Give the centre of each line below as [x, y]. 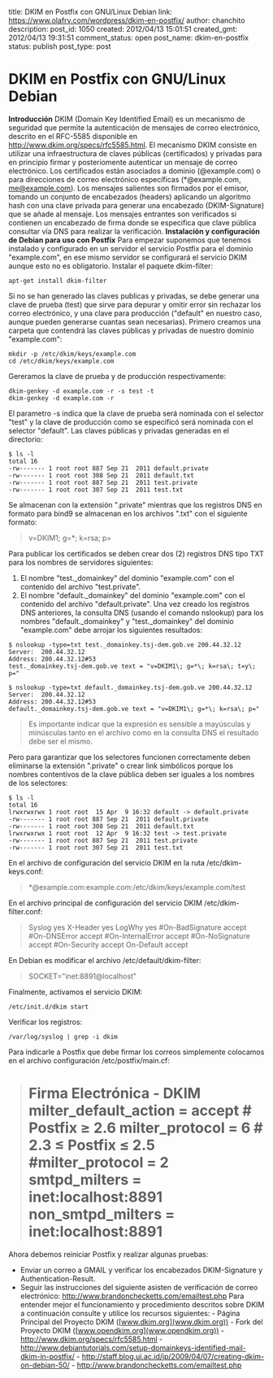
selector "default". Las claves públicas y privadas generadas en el [119, 430]
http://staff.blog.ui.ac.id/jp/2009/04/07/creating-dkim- [173, 1356]
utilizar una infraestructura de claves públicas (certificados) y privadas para [135, 153]
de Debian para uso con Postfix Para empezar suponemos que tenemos [130, 240]
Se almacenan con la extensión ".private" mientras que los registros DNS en [135, 504]
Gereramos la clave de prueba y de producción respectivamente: [117, 376]
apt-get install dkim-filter [58, 281]
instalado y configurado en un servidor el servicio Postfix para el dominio [131, 248]
